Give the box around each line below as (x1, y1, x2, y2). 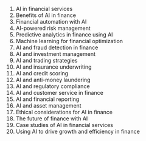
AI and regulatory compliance (15, 83, 90, 90)
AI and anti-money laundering (15, 76, 91, 83)
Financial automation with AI (15, 18, 87, 25)
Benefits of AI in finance (15, 12, 77, 19)
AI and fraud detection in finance (15, 44, 99, 51)
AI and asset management (15, 102, 82, 109)
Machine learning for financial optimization (15, 38, 123, 44)
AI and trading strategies (15, 57, 78, 64)
